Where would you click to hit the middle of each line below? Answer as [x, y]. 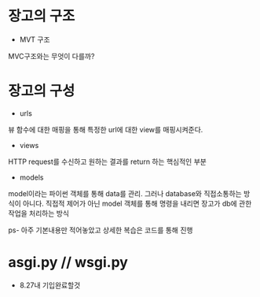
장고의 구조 [42, 16]
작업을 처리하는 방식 [38, 213]
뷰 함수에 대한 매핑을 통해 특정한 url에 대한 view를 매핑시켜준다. [106, 129]
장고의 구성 [42, 91]
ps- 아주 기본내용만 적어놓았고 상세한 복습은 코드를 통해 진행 [101, 230]
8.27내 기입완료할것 [50, 285]
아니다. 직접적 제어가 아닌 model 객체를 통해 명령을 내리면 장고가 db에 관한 [137, 203]
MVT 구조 [35, 39]
